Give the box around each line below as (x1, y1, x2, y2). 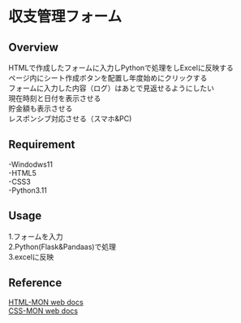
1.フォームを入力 (8, 231, 63, 241)
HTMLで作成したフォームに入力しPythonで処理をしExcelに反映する (8, 63, 234, 72)
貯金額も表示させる (8, 103, 73, 113)
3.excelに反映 (8, 251, 54, 261)
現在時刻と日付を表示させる (8, 94, 101, 103)
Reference (8, 276, 62, 290)
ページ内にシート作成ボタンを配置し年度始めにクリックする (8, 73, 208, 82)
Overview (8, 40, 59, 54)
